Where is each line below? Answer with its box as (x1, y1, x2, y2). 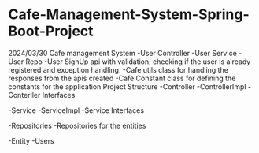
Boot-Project (8, 22, 94, 40)
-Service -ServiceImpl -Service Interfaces (8, 105, 144, 115)
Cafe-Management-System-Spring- (8, 6, 250, 24)
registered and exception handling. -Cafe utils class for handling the (8, 65, 228, 74)
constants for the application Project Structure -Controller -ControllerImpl (8, 81, 246, 91)
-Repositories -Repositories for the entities (8, 121, 146, 130)
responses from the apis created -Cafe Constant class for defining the (8, 73, 236, 83)
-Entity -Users (8, 136, 54, 145)
